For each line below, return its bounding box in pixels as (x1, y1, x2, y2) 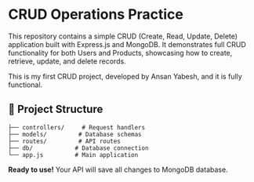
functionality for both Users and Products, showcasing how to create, (8, 48, 233, 57)
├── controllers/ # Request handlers (8, 123, 146, 131)
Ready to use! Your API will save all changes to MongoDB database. (8, 165, 229, 174)
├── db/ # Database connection (8, 144, 149, 152)
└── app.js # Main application (8, 151, 139, 158)
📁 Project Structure (8, 103, 103, 116)
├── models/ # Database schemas (8, 130, 143, 138)
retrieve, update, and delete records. (8, 56, 127, 66)
